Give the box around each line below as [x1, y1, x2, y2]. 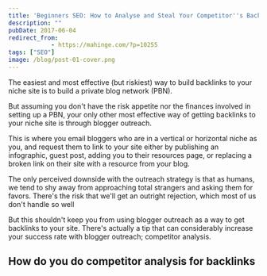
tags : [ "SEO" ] [8, 48, 56, 56]
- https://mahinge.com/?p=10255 [50, 41, 158, 49]
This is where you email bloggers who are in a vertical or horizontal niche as [8, 133, 257, 143]
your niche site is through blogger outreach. [8, 118, 153, 128]
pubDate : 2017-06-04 [8, 26, 77, 34]
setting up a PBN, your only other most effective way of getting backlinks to [8, 109, 256, 119]
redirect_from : [8, 33, 59, 42]
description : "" [8, 19, 62, 27]
